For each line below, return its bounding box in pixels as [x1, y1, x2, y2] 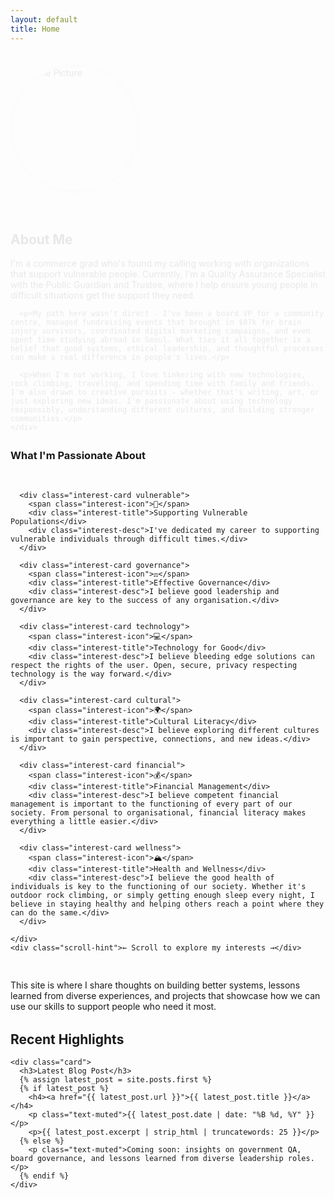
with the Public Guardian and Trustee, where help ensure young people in [10, 273, 318, 285]
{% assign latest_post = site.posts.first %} [19, 1075, 213, 1085]
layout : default [10, 14, 78, 25]
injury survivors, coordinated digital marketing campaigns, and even [10, 321, 311, 331]
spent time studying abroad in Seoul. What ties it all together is [10, 329, 302, 340]
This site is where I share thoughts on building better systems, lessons [10, 979, 301, 991]
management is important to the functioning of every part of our [10, 799, 293, 809]
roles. [287, 1154, 315, 1164]
